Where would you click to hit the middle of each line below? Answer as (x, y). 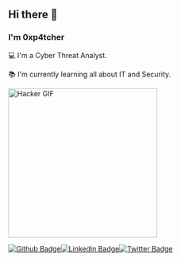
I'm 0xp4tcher (37, 37)
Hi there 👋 (33, 15)
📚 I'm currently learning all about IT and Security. (90, 74)
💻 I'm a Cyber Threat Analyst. (58, 55)
